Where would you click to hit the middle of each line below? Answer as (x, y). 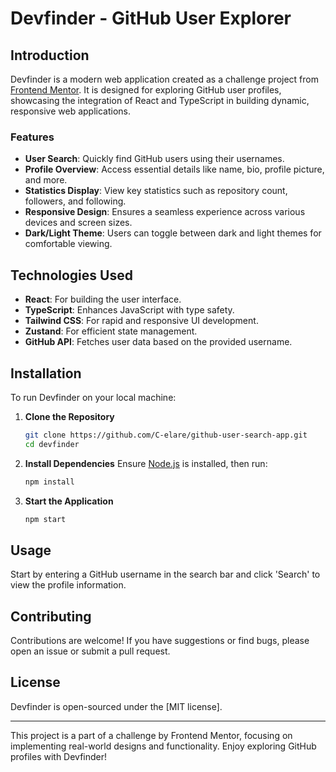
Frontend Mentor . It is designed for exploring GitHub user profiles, (146, 90)
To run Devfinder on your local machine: (93, 397)
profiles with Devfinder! (59, 756)
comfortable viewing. (68, 244)
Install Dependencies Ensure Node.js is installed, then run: (146, 463)
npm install (49, 482)
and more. (46, 180)
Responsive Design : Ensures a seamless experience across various (165, 212)
